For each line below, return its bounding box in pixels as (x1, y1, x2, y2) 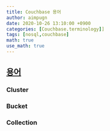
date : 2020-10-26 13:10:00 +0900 (6, 20, 91, 26)
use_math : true (6, 43, 45, 49)
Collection (6, 118, 38, 127)
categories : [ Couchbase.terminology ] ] (6, 26, 105, 32)
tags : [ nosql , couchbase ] (6, 32, 69, 38)
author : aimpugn (6, 15, 47, 21)
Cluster (6, 86, 29, 94)
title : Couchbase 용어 (6, 9, 61, 15)
